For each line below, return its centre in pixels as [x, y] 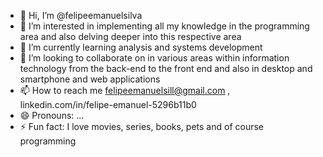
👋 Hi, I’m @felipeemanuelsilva [81, 15]
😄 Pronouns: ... [52, 115]
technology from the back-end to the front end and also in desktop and [166, 68]
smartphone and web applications [90, 79]
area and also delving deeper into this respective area [130, 36]
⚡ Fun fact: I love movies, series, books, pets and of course [141, 126]
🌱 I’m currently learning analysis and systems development [141, 47]
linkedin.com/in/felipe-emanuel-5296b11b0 [108, 104]
